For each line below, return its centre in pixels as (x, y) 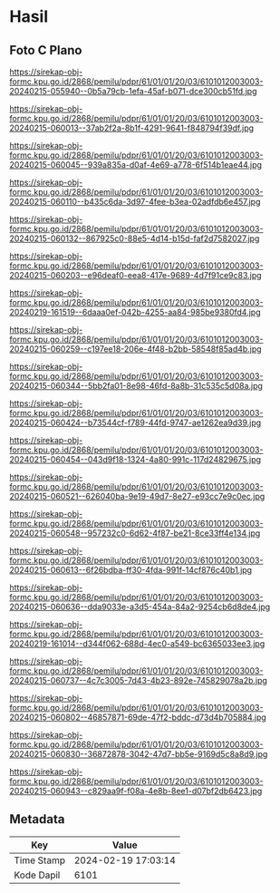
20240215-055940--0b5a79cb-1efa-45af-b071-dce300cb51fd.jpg (133, 91)
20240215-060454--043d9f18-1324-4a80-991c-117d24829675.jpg (135, 459)
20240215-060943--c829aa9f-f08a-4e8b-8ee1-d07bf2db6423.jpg (136, 791)
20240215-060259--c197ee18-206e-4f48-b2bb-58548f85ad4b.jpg (135, 349)
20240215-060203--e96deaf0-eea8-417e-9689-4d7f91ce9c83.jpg (135, 275)
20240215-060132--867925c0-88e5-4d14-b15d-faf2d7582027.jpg (135, 238)
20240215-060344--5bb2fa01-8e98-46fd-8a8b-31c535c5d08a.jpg (136, 386)
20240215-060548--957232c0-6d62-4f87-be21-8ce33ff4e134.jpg (135, 533)
